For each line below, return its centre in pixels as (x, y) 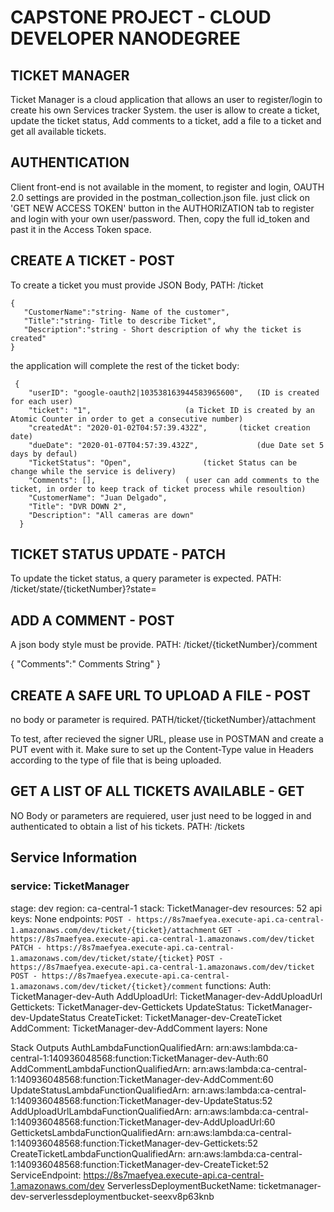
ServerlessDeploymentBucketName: (181, 1185)
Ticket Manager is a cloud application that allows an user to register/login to (166, 99)
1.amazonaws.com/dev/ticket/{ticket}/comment (106, 986)
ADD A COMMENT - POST (92, 620)
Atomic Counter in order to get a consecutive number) (127, 419)
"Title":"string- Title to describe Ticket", (120, 321)
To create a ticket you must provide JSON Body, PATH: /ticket (137, 285)
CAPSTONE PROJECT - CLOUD (141, 17)
